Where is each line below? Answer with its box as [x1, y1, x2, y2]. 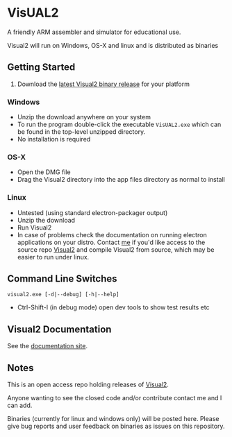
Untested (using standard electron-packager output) [17, 208, 168, 216]
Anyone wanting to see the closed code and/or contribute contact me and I [7, 394, 222, 402]
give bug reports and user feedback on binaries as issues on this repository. [7, 422, 225, 431]
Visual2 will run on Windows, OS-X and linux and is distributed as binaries [7, 41, 219, 49]
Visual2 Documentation [7, 323, 112, 335]
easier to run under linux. [17, 252, 90, 261]
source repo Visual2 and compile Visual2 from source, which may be [17, 245, 215, 254]
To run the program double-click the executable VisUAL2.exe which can [17, 120, 222, 129]
